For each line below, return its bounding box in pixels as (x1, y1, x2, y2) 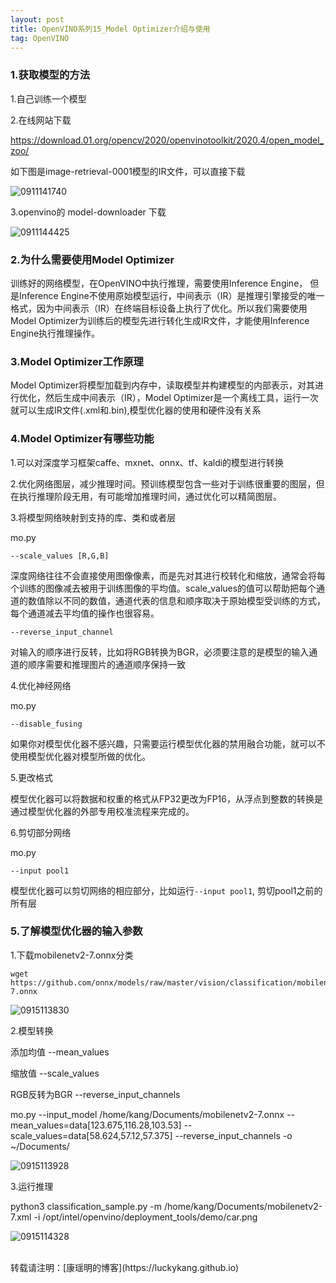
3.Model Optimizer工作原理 (10, 354, 144, 368)
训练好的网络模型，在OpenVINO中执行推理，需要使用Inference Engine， (10, 277, 308, 289)
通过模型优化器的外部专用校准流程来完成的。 (10, 805, 195, 817)
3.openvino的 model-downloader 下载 (10, 206, 167, 218)
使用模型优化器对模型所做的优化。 (10, 750, 151, 762)
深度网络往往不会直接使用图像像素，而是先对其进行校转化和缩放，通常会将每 (10, 569, 326, 581)
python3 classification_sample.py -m (10, 1200, 162, 1212)
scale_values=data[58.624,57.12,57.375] (10, 1129, 173, 1141)
